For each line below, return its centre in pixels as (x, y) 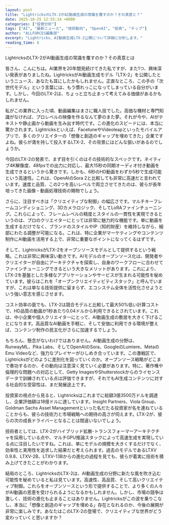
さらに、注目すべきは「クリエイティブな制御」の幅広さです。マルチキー (79, 201)
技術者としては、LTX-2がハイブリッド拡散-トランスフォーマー (69, 431)
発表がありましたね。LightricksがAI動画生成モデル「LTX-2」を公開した (83, 75)
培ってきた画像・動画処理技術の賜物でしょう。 (54, 190)
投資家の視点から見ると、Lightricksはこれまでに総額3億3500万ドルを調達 (82, 395)
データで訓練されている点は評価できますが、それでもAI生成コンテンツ (78, 378)
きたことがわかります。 (47, 463)
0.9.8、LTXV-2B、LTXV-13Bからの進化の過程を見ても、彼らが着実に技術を (82, 456)
